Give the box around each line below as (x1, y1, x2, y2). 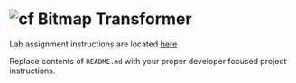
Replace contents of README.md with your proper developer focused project (9, 55, 287, 66)
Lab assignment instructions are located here (9, 38, 178, 49)
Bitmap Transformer (37, 9, 192, 29)
